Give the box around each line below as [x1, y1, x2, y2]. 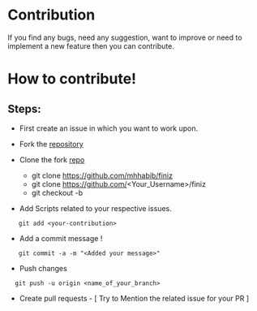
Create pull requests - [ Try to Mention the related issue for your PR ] [19, 293, 250, 303]
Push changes [19, 263, 68, 273]
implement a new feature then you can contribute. [7, 41, 175, 50]
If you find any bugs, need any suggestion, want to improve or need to [7, 32, 242, 42]
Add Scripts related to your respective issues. [19, 203, 172, 213]
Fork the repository [19, 139, 84, 149]
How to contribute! [7, 70, 137, 89]
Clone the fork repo [19, 154, 85, 164]
